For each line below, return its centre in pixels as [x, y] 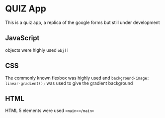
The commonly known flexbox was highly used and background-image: [77, 78]
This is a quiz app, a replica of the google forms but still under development [82, 22]
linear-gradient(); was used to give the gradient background [69, 83]
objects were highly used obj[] [37, 50]
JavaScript [22, 38]
